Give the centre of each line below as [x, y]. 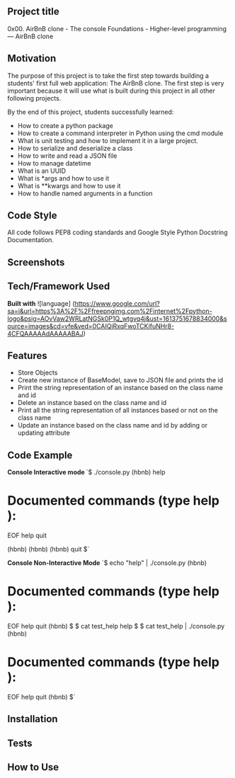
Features [27, 356]
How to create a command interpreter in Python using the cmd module [120, 133]
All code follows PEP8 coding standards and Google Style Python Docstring [117, 232]
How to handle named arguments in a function [85, 193]
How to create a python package [65, 125]
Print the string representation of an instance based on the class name [120, 388]
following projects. [34, 98]
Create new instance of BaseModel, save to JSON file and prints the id [120, 380]
